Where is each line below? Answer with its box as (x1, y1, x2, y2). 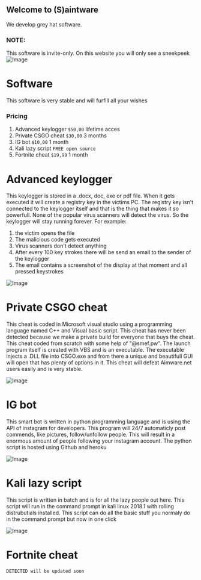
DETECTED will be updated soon (6, 569, 85, 575)
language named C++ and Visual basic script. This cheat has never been (6, 327, 186, 334)
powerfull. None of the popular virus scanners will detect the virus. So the (6, 211, 189, 219)
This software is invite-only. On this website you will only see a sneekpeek (6, 49, 190, 57)
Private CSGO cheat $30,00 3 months (14, 132, 107, 139)
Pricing (6, 111, 28, 120)
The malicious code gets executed (14, 236, 100, 243)
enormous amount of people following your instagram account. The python (6, 437, 192, 444)
